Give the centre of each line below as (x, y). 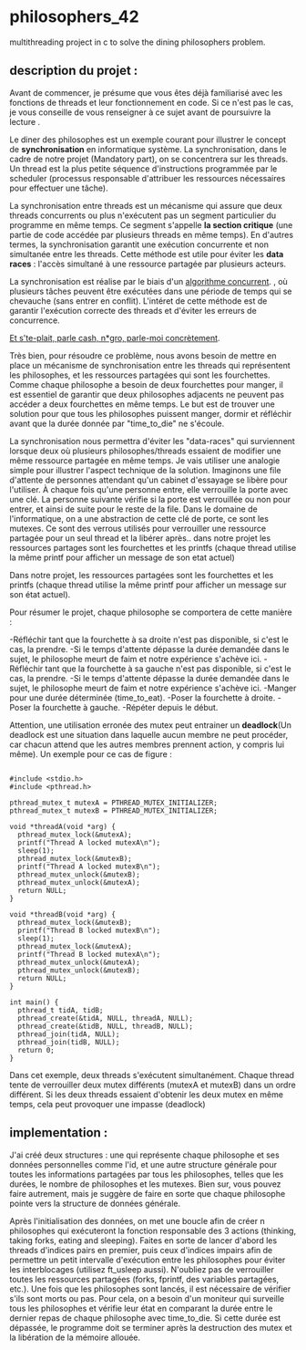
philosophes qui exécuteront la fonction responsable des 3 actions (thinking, (153, 1231)
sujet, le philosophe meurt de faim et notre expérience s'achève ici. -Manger (153, 688)
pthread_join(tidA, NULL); (69, 1034)
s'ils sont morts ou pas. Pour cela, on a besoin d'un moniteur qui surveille (147, 1298)
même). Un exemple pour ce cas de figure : (91, 753)
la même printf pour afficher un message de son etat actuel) (122, 557)
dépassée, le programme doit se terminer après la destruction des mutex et (151, 1327)
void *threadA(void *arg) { (63, 826)
